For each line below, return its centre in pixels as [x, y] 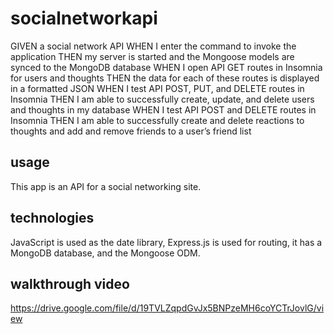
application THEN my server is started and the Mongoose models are [152, 56]
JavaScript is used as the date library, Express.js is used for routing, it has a [166, 242]
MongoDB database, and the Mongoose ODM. [105, 253]
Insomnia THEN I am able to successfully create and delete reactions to [157, 120]
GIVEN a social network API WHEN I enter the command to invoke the [153, 46]
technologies [52, 218]
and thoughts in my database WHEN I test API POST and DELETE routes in [163, 109]
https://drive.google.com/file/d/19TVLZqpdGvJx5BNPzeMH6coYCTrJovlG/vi [167, 308]
